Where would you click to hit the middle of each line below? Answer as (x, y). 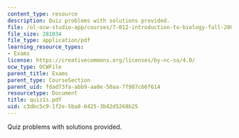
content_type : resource (43, 14)
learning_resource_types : (46, 47)
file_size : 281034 (34, 34)
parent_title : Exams (38, 73)
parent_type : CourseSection (49, 80)
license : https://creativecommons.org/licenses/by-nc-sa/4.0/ (101, 60)
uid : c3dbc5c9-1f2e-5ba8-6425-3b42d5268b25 (73, 107)
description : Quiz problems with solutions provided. (89, 21)
